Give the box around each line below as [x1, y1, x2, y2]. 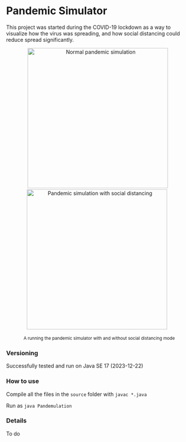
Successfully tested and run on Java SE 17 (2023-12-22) [6, 362, 143, 369]
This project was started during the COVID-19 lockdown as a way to [6, 24, 171, 31]
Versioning [6, 349, 38, 357]
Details [6, 417, 27, 425]
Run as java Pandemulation [6, 402, 72, 409]
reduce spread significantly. [6, 36, 74, 43]
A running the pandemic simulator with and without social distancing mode [23, 335, 175, 341]
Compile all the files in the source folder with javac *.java [6, 391, 147, 398]
